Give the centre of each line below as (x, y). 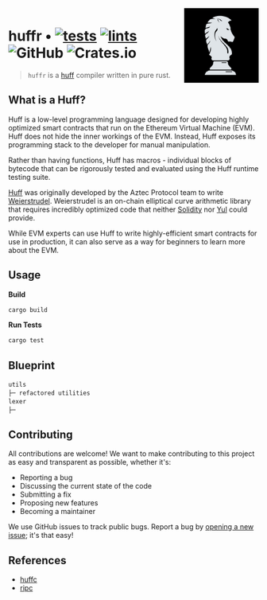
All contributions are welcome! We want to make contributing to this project (132, 454)
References (37, 560)
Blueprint (32, 365)
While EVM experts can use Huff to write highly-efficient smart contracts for (133, 233)
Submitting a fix (45, 495)
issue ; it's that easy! (41, 536)
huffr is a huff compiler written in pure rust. (99, 75)
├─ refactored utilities (49, 393)
